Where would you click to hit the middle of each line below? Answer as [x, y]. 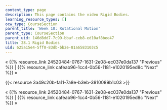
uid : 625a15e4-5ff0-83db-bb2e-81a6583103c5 [52, 47]
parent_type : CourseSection [35, 33]
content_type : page [26, 10]
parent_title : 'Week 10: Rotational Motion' [53, 29]
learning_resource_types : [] [36, 19]
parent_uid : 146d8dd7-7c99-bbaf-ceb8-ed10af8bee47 [60, 38]
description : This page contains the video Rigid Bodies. [68, 15]
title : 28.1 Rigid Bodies [32, 43]
